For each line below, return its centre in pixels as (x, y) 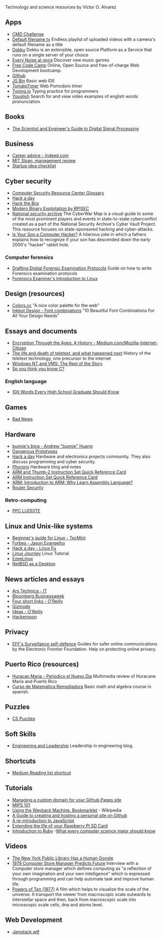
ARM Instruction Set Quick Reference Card (55, 477)
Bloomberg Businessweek (38, 596)
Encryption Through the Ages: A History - (54, 343)
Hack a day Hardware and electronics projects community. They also (81, 457)
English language (26, 381)
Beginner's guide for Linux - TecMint (49, 538)
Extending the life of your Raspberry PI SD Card (60, 825)
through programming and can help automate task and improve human (83, 879)
